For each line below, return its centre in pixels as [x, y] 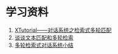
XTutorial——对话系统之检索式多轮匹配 [63, 30]
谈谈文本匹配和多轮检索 [44, 37]
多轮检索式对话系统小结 [44, 45]
